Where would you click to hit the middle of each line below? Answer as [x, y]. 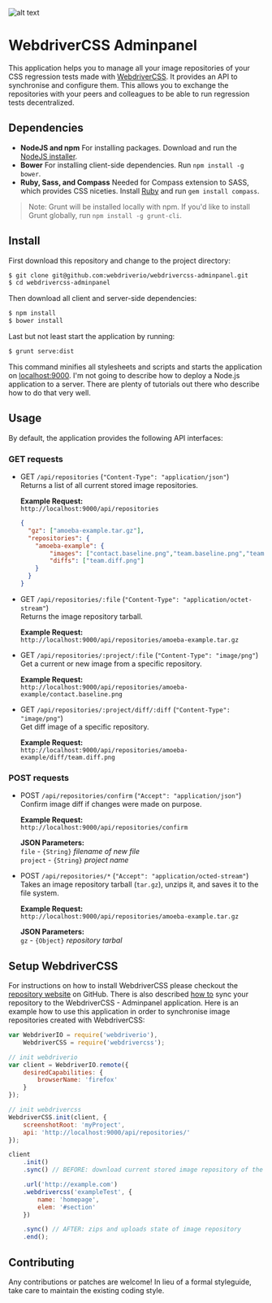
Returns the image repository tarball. [82, 616]
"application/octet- [217, 599]
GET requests [36, 459]
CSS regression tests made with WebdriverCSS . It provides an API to [123, 76]
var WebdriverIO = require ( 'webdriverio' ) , [83, 1035]
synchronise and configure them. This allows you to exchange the [119, 85]
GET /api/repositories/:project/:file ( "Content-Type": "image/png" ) [139, 655]
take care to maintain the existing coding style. [86, 1290]
